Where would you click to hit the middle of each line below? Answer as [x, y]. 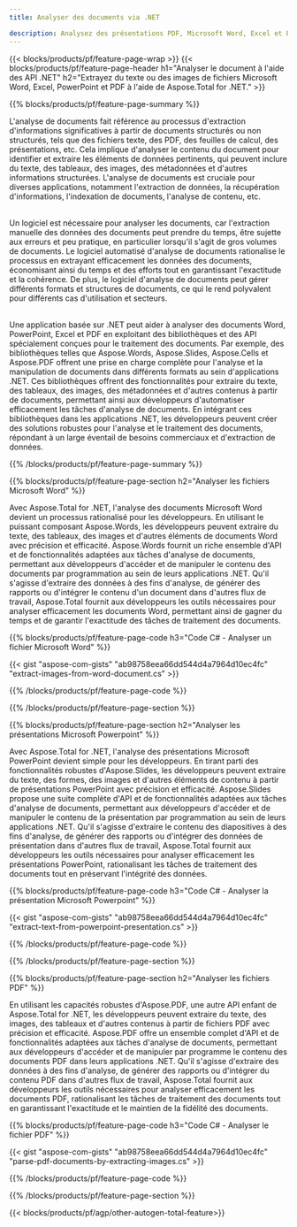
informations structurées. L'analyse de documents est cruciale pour [132, 177]
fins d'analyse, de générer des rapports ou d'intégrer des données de [136, 836]
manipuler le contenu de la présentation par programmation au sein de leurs [148, 817]
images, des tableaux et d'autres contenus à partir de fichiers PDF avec [140, 1024]
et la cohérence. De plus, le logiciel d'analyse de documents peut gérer [139, 279]
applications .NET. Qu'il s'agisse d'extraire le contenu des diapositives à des [148, 826]
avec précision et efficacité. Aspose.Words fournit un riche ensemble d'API [146, 545]
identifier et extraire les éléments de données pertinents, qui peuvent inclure [148, 158]
